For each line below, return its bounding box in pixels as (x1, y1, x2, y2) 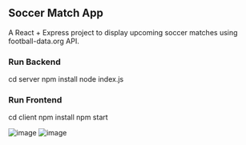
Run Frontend (8, 95, 63, 106)
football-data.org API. (8, 36, 80, 46)
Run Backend (8, 56, 62, 67)
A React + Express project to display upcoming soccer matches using (8, 27, 238, 37)
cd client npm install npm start (8, 112, 108, 123)
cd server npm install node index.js (8, 75, 124, 84)
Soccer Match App (8, 6, 104, 20)
